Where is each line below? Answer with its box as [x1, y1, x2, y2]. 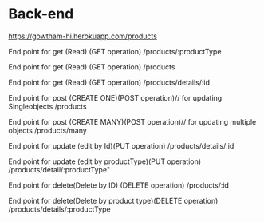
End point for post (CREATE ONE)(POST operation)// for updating [8, 93, 223, 102]
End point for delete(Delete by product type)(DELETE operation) [8, 196, 219, 205]
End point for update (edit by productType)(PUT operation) [8, 157, 202, 166]
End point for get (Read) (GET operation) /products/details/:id [8, 77, 210, 87]
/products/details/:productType [8, 204, 111, 214]
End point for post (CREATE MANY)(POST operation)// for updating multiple [8, 117, 257, 126]
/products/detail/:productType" [8, 165, 110, 174]
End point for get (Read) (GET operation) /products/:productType [8, 46, 222, 56]
